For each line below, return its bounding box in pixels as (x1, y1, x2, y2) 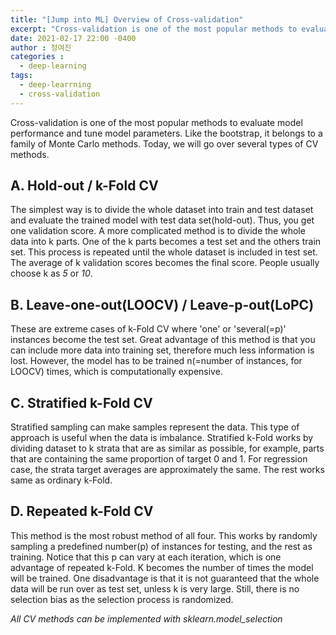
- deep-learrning (19, 80, 92, 90)
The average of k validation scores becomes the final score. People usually (10, 257, 320, 269)
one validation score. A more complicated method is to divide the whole (10, 225, 306, 237)
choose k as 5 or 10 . (10, 267, 93, 280)
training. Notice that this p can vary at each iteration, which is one (10, 551, 282, 563)
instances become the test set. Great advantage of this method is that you (10, 334, 316, 346)
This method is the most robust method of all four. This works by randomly (10, 529, 318, 541)
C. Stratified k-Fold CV (10, 394, 153, 411)
